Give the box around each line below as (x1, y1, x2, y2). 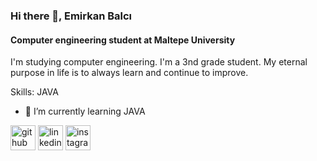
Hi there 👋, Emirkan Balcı (10, 9, 133, 23)
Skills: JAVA (10, 86, 59, 98)
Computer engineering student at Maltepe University (10, 34, 236, 46)
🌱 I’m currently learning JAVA (24, 105, 146, 118)
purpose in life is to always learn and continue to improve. (10, 67, 249, 79)
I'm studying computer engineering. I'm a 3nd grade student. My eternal (10, 56, 308, 68)
